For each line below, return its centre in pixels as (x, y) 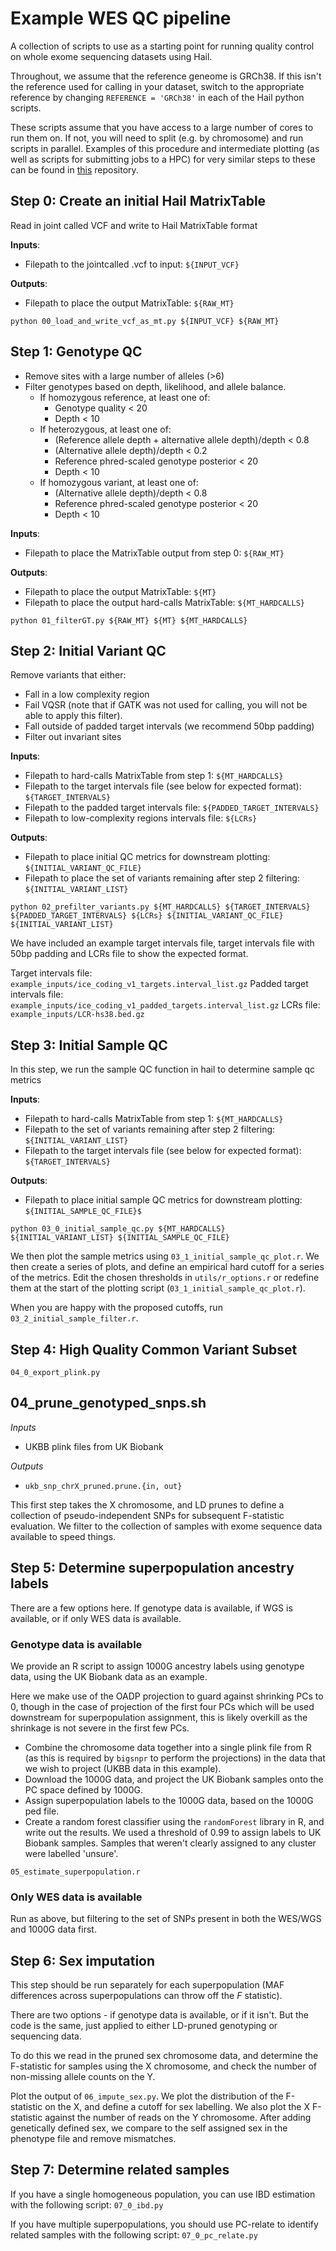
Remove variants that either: (68, 675)
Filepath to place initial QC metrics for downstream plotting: (147, 857)
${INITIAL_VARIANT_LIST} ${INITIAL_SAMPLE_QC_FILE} (120, 1238)
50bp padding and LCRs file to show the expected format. (129, 954)
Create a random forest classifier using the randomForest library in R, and (174, 1821)
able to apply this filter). (73, 716)
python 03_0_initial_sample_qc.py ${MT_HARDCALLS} (118, 1229)
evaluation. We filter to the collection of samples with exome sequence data (166, 1526)
